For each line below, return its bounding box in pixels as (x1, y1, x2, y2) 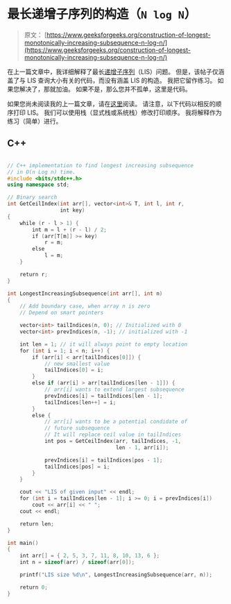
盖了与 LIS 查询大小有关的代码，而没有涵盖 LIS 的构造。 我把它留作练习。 (7, 76, 216, 84)
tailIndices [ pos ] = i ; (44, 463, 110, 470)
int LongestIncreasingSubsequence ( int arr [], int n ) (7, 290, 163, 297)
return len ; (19, 520, 54, 528)
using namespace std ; (7, 181, 70, 188)
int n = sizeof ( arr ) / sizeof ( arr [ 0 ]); (19, 559, 135, 566)
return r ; (19, 271, 49, 278)
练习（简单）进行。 (7, 117, 62, 125)
